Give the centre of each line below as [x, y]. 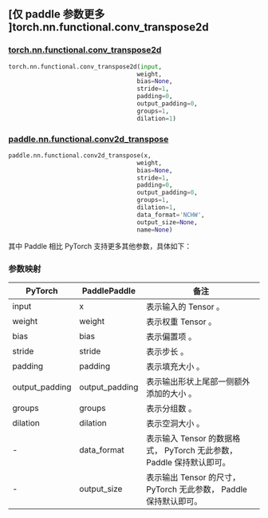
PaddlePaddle [108, 291]
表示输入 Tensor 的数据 [189, 438]
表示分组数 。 [171, 408]
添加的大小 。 [171, 393]
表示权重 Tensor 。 [181, 322]
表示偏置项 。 [171, 336]
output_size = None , [167, 222]
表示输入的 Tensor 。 [185, 306]
